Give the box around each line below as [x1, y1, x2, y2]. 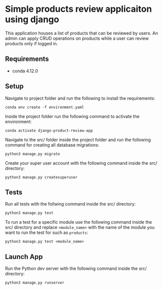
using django [5, 14, 60, 25]
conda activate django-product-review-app [5, 128, 93, 133]
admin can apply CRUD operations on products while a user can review [5, 35, 149, 41]
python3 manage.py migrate [5, 151, 60, 156]
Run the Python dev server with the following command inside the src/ [5, 265, 147, 271]
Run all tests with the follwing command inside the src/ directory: [5, 201, 136, 207]
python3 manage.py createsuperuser [5, 174, 78, 180]
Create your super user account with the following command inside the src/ [5, 160, 158, 166]
